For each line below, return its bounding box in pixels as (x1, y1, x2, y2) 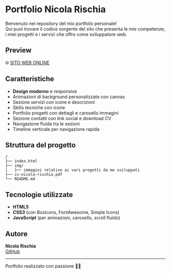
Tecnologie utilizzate (5, 190, 73, 199)
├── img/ (5, 163, 24, 169)
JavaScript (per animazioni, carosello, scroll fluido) (12, 215, 121, 221)
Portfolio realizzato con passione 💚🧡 (5, 263, 81, 269)
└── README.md (5, 177, 36, 182)
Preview (5, 46, 32, 54)
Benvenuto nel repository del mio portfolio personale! (5, 20, 117, 26)
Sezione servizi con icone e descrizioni (12, 99, 95, 105)
